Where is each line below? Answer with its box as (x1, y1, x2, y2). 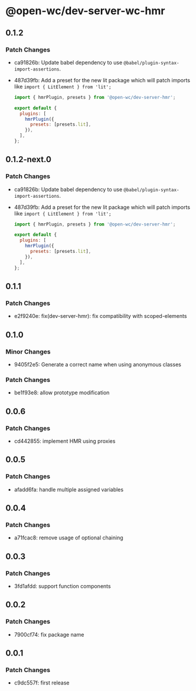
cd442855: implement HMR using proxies (14, 437, 116, 445)
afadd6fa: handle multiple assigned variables (14, 486, 124, 493)
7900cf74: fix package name (14, 631, 84, 638)
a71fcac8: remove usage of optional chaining (14, 534, 123, 541)
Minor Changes (5, 348, 51, 356)
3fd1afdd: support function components (14, 582, 111, 590)
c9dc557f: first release (14, 679, 70, 686)
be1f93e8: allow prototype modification (14, 389, 110, 396)
